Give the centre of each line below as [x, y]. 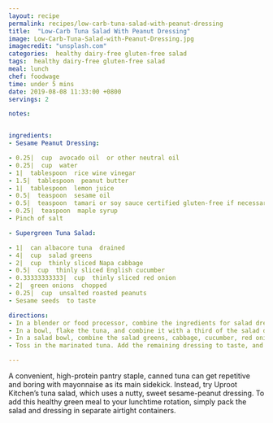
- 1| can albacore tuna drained [67, 248]
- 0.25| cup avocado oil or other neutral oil [94, 158]
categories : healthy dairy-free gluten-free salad [97, 54]
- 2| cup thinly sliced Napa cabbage [76, 263]
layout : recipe [34, 16]
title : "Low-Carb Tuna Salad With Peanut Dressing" [100, 31]
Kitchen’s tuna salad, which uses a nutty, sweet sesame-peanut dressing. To [136, 393]
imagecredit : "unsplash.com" [58, 46]
